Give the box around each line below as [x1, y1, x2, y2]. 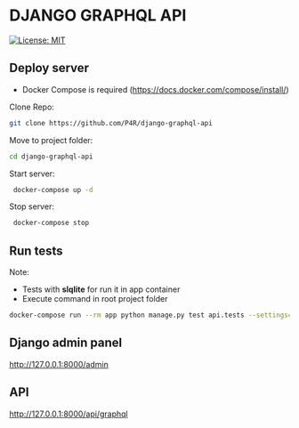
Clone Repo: [9, 101, 55, 112]
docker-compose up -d [12, 185, 93, 194]
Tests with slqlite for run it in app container [21, 284, 181, 295]
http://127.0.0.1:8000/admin [9, 359, 109, 369]
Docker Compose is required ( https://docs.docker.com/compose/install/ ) [21, 84, 289, 94]
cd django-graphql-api [9, 152, 93, 161]
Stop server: [9, 201, 55, 212]
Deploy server [9, 61, 90, 76]
